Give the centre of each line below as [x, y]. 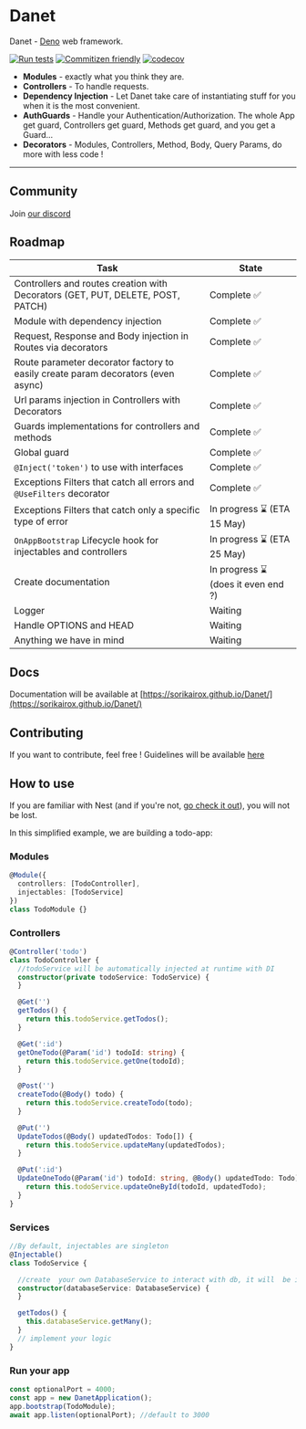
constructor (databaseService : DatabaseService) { [113, 1288]
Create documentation [62, 583]
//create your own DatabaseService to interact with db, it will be [154, 1279]
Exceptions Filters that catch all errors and [104, 482]
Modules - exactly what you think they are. [103, 76]
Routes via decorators [61, 347]
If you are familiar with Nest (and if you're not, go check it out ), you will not [150, 805]
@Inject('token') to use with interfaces [99, 467]
